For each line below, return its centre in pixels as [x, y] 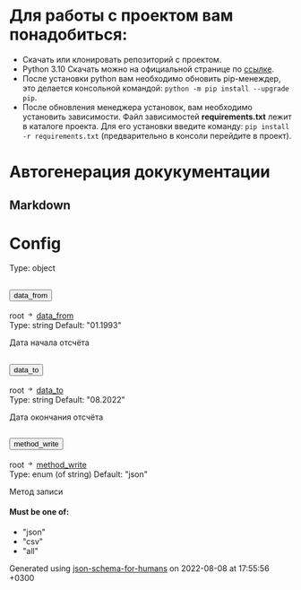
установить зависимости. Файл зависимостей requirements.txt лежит [157, 117]
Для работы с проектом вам [121, 16]
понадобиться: [69, 35]
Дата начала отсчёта [49, 343]
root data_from [42, 316]
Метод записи [36, 491]
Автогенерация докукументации [140, 172]
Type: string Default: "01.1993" [65, 325]
